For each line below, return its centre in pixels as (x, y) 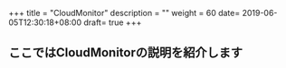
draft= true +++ (113, 22)
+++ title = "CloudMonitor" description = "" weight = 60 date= (124, 13)
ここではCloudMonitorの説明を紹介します (126, 53)
